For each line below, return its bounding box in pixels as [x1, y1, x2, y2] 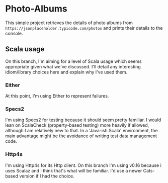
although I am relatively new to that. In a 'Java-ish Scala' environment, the [5, 128, 158, 134]
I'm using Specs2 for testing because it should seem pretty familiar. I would [5, 117, 161, 123]
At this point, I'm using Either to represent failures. [5, 93, 109, 99]
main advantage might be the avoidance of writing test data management [5, 133, 157, 139]
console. [5, 30, 24, 36]
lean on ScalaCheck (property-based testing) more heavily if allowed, [5, 122, 149, 128]
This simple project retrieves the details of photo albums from [5, 20, 133, 26]
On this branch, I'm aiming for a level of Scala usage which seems [5, 58, 142, 64]
